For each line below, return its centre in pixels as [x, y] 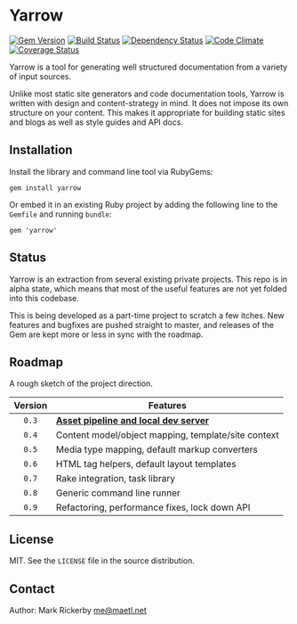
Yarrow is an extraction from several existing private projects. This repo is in [148, 279]
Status [28, 258]
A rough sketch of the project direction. [81, 383]
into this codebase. [44, 298]
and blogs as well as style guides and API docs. [96, 122]
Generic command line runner [118, 493]
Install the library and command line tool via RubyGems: [111, 171]
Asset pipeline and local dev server [133, 421]
